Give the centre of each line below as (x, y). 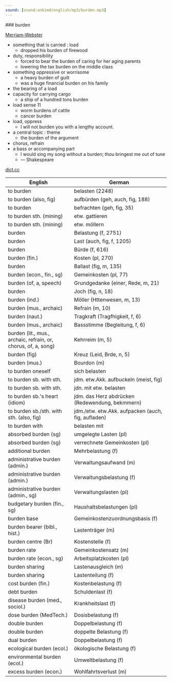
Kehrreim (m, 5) (93, 339)
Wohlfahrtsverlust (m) (100, 671)
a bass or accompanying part (44, 148)
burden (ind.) (24, 300)
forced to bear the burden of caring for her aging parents (80, 61)
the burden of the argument (49, 137)
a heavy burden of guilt (45, 77)
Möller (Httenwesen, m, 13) (107, 300)
